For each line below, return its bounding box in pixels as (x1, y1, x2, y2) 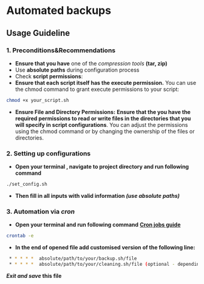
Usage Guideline (6, 28, 70, 38)
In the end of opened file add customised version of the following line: (15, 244, 195, 251)
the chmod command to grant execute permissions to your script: (15, 86, 179, 93)
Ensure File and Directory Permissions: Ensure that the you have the (15, 108, 191, 115)
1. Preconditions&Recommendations (6, 46, 116, 55)
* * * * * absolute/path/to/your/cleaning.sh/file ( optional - (8, 261, 175, 267)
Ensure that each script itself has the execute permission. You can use (15, 79, 196, 86)
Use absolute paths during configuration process (15, 66, 140, 73)
